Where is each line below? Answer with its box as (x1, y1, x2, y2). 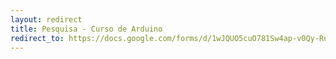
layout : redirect (10, 14, 83, 25)
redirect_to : (10, 33, 65, 43)
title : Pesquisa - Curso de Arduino (10, 24, 163, 34)
